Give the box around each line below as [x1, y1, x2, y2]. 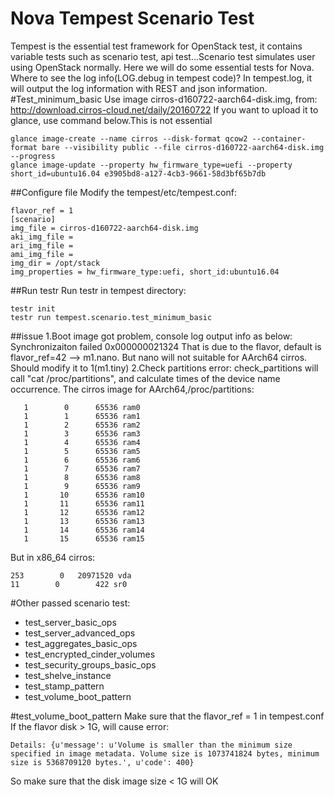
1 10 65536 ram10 [23, 490, 145, 500]
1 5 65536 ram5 [23, 446, 141, 456]
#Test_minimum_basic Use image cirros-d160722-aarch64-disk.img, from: [10, 93, 318, 105]
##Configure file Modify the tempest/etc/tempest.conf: [10, 186, 237, 198]
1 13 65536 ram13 [23, 516, 145, 526]
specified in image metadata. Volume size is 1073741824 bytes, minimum [10, 748, 320, 759]
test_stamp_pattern [24, 680, 105, 692]
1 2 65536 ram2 [23, 420, 141, 430]
